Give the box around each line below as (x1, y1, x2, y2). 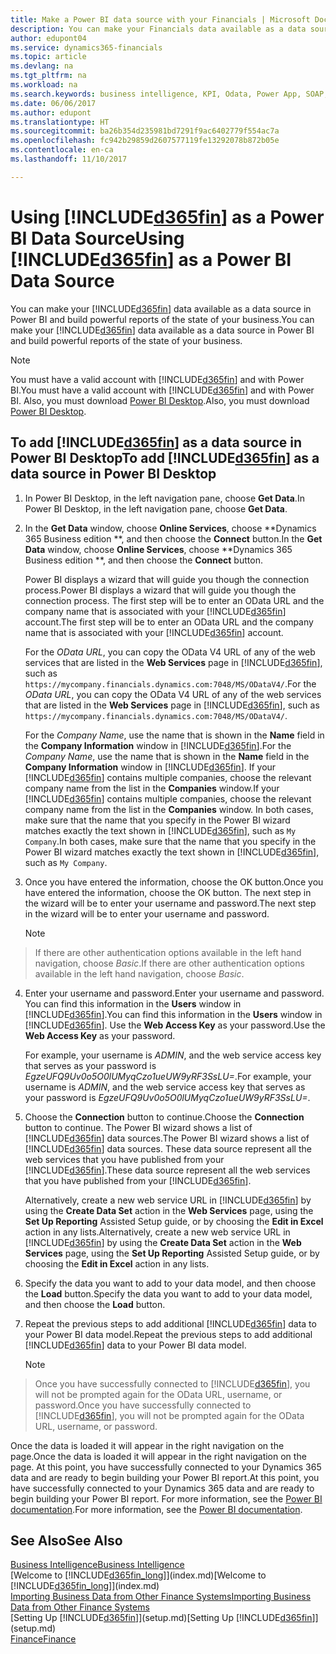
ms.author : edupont (10, 107, 92, 118)
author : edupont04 (10, 33, 87, 43)
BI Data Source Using (10, 227, 185, 250)
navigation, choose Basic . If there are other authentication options (34, 957, 305, 969)
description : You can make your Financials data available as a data (10, 24, 307, 34)
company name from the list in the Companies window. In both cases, (24, 803, 314, 815)
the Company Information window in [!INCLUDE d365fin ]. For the (24, 739, 292, 751)
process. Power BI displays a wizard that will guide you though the (24, 584, 297, 596)
